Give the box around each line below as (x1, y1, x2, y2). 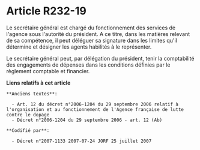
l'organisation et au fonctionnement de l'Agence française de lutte (6, 106, 184, 112)
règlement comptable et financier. (6, 67, 90, 74)
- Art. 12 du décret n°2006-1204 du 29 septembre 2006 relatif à (11, 101, 179, 107)
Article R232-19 (6, 4, 87, 18)
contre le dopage (6, 112, 50, 118)
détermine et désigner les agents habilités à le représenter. (6, 43, 152, 50)
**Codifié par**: (6, 127, 50, 133)
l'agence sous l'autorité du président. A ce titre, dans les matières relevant (6, 30, 190, 37)
